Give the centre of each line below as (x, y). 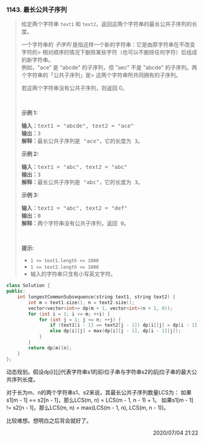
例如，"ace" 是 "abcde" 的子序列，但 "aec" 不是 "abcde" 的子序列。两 (109, 68)
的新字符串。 (37, 60)
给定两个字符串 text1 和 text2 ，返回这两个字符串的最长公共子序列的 (107, 24)
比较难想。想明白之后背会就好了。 (49, 420)
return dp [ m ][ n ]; (50, 348)
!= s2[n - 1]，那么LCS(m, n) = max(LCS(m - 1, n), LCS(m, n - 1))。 (88, 407)
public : (16, 291)
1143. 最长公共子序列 (37, 9)
